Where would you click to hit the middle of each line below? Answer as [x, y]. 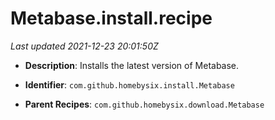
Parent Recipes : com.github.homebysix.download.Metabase [144, 104]
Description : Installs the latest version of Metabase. [132, 65]
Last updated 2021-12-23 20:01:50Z [84, 46]
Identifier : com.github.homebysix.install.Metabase [129, 84]
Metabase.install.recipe [111, 18]
